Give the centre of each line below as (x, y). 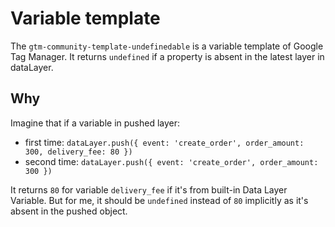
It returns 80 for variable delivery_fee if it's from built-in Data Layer (149, 189)
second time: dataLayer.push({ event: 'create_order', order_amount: (171, 161)
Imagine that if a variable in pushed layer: (95, 123)
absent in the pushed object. (69, 211)
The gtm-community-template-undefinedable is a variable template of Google (167, 46)
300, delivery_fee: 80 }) (78, 152)
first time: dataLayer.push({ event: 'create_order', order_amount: (164, 142)
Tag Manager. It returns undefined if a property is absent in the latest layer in (167, 56)
